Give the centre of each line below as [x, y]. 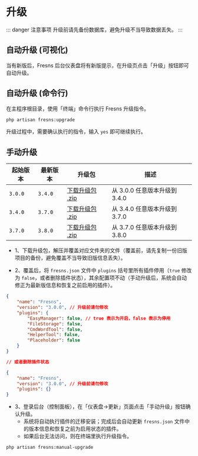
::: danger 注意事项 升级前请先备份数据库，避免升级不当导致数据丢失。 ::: [94, 30]
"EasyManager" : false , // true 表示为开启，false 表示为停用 [99, 318]
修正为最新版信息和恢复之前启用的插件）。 [65, 285]
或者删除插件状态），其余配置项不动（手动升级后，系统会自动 [113, 278]
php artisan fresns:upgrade [41, 120]
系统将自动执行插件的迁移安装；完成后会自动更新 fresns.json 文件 [104, 421]
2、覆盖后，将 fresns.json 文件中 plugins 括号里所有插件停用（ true [97, 271]
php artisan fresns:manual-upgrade [50, 447]
